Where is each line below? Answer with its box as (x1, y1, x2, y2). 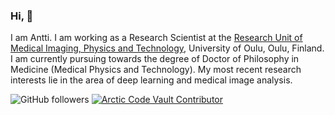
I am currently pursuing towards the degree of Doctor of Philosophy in (10, 53, 300, 65)
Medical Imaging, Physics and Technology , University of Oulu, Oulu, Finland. (10, 42, 325, 54)
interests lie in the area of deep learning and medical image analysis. (10, 74, 293, 86)
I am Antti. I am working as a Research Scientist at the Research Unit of (10, 32, 303, 44)
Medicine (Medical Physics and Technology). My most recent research (10, 64, 302, 76)
